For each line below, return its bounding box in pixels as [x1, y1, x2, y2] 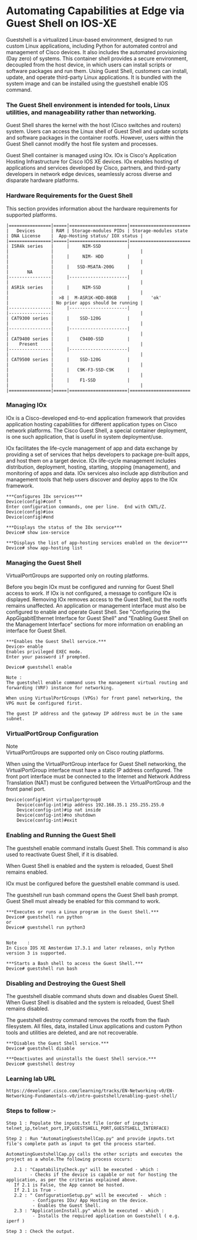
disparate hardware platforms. [6, 177, 79, 184]
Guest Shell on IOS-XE [6, 16, 117, 30]
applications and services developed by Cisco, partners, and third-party [6, 164, 181, 171]
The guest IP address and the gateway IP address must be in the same [6, 711, 183, 717]
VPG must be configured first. [6, 701, 83, 707]
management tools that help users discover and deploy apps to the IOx [6, 476, 178, 483]
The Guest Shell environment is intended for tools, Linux [6, 101, 171, 109]
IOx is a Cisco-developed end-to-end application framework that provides [6, 414, 186, 422]
